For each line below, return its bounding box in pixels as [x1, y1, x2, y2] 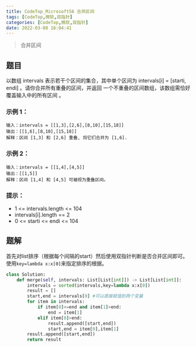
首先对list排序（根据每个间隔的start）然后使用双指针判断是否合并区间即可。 [6, 252, 188, 259]
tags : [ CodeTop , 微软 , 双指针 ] [6, 14, 73, 20]
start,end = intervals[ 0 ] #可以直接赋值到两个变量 [27, 293, 143, 299]
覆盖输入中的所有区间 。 [6, 92, 64, 99]
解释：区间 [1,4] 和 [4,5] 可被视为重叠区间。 [6, 177, 108, 183]
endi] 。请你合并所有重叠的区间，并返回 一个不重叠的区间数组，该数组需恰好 [6, 84, 191, 91]
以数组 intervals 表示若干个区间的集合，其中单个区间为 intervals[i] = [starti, [6, 77, 186, 84]
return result [27, 337, 61, 343]
